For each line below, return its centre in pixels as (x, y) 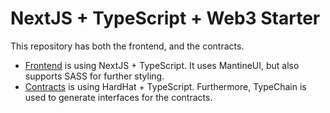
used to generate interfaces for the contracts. (118, 97)
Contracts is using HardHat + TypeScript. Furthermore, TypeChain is (165, 86)
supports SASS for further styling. (94, 76)
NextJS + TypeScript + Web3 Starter (165, 18)
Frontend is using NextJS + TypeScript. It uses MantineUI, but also (162, 65)
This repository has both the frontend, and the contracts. (127, 46)
